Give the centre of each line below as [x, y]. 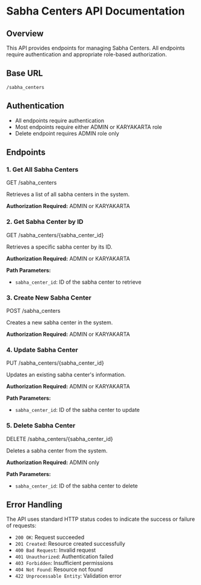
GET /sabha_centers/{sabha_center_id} [55, 235]
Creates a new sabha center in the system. [60, 322]
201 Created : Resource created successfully [70, 544]
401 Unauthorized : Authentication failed [64, 557]
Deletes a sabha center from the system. [57, 450]
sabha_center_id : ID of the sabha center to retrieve [78, 282]
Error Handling [34, 504]
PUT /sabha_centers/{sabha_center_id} [55, 363]
